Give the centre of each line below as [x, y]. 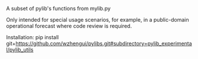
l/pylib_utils [20, 50]
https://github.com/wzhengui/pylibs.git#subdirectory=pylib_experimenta [104, 44]
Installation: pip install [33, 37]
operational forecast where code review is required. [69, 26]
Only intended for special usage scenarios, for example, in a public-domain [98, 20]
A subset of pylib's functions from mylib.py [59, 8]
